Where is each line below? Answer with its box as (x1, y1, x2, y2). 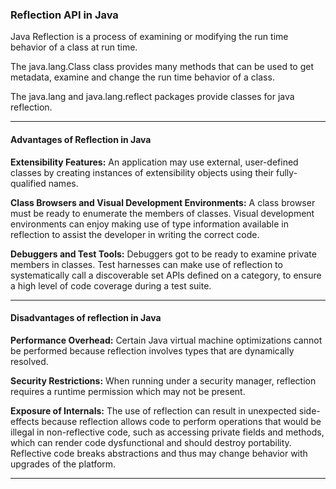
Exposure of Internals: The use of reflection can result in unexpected (10, 404, 297, 417)
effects (10, 415, 40, 427)
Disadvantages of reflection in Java (10, 312, 162, 324)
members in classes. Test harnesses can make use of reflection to (10, 258, 283, 270)
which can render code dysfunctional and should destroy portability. (10, 436, 292, 448)
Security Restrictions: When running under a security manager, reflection (10, 374, 317, 387)
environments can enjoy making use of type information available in (10, 218, 289, 230)
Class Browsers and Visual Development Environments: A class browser (10, 196, 316, 208)
